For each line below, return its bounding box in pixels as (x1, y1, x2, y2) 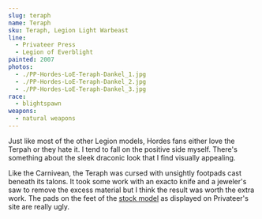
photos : (8, 63, 34, 71)
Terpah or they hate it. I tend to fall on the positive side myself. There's (8, 144, 238, 154)
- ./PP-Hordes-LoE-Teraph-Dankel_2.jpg (15, 77, 147, 85)
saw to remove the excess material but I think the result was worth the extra (8, 185, 255, 194)
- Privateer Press (15, 41, 77, 49)
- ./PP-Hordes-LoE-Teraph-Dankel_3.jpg (15, 85, 147, 93)
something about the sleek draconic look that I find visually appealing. (8, 153, 236, 162)
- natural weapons (15, 115, 77, 123)
